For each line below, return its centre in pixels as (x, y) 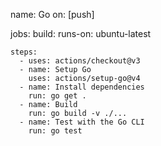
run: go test (55, 131)
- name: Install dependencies (82, 87)
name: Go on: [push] (52, 14)
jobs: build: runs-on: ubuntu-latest (81, 33)
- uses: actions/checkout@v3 (80, 61)
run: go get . (57, 96)
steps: (24, 52)
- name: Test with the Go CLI (82, 122)
